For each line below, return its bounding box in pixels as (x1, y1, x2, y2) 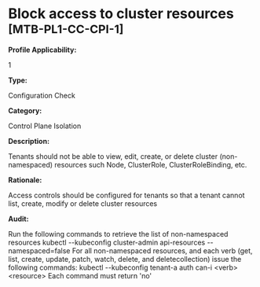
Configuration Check (8, 90, 76, 100)
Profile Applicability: (8, 45, 77, 54)
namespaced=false (8, 245, 71, 256)
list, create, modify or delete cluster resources (8, 198, 158, 208)
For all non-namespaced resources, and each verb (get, (71, 245, 253, 256)
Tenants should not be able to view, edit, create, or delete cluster (8, 151, 218, 161)
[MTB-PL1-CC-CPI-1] (8, 21, 124, 37)
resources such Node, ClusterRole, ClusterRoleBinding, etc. (54, 160, 247, 169)
